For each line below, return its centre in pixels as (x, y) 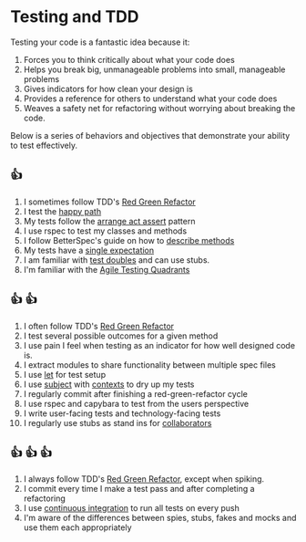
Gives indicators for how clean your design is (108, 89)
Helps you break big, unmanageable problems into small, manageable (154, 69)
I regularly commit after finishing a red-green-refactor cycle (136, 393)
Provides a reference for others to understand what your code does (150, 99)
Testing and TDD (75, 17)
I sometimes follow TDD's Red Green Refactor (110, 202)
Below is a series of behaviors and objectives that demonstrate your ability (150, 135)
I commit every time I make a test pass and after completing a (139, 489)
